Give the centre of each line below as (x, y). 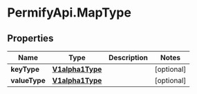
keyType (25, 69)
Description (128, 58)
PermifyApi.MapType (69, 13)
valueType (28, 81)
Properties (30, 38)
